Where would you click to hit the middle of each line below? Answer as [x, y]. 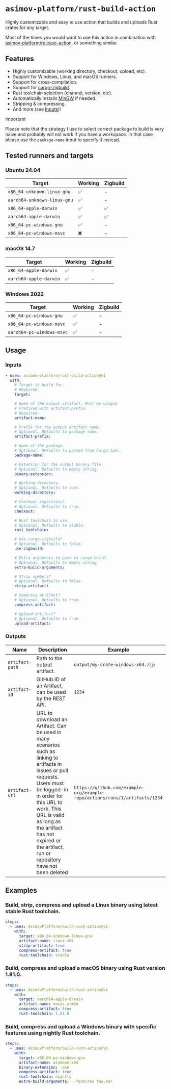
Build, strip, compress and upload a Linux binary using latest [81, 905]
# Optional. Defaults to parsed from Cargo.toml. [68, 451]
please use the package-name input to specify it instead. [63, 140]
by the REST [51, 698]
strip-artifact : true [42, 945]
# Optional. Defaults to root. [48, 488]
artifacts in [49, 764]
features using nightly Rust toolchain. [53, 1033]
